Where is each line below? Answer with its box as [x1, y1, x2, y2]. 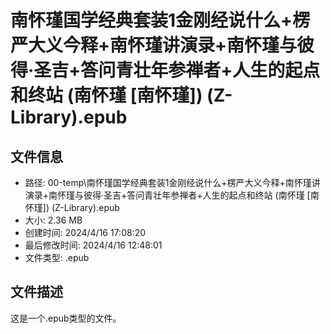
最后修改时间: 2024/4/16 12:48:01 [24, 239, 163, 251]
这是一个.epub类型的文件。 [10, 312, 122, 324]
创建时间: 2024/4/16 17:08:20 [24, 227, 147, 238]
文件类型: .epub [24, 252, 90, 263]
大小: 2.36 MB [24, 214, 83, 226]
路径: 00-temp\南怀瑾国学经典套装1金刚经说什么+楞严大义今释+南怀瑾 [24, 177, 312, 188]
